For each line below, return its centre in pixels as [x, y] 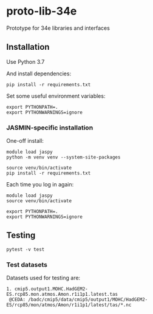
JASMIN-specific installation [50, 128]
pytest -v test [25, 249]
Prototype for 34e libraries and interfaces [58, 28]
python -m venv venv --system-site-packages [63, 157]
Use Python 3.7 [25, 61]
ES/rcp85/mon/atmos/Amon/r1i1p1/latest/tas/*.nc [69, 305]
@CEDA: [17, 300]
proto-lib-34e [42, 11]
